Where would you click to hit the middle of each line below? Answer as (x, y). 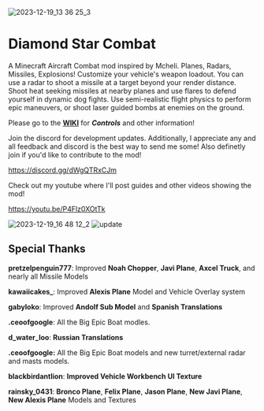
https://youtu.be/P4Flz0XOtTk (57, 209)
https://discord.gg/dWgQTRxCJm (62, 170)
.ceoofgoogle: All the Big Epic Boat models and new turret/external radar (127, 352)
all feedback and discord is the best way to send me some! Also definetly (127, 146)
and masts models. (39, 361)
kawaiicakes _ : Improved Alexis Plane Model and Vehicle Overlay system (127, 291)
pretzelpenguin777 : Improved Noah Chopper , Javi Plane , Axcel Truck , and (132, 268)
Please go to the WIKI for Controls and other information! (102, 123)
